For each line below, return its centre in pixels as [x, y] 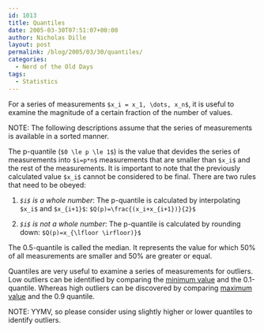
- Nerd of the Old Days [54, 67]
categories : [28, 60]
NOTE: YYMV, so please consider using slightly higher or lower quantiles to [130, 311]
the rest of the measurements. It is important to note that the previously [124, 168]
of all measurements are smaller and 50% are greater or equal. [110, 256]
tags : [17, 74]
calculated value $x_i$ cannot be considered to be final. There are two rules [132, 176]
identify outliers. [35, 319]
